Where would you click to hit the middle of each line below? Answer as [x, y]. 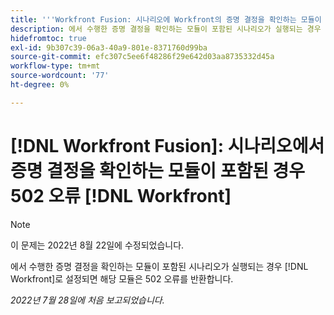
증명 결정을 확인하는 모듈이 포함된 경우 [158, 170]
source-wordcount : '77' [60, 76]
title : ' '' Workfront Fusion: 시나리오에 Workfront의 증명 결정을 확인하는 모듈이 [166, 19]
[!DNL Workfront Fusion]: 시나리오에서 [167, 145]
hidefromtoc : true [48, 38]
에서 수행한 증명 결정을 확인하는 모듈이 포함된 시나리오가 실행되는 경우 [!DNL [159, 266]
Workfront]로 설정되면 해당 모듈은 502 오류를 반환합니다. [122, 278]
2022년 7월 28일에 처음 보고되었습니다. [87, 300]
